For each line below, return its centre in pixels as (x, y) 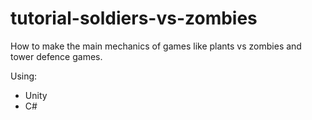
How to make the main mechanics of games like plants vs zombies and (156, 46)
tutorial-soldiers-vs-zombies (134, 18)
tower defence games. (56, 56)
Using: (24, 76)
